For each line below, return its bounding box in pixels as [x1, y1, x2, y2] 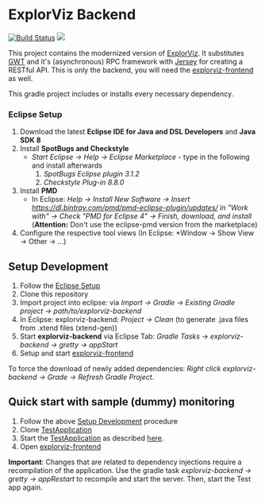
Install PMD [19, 186, 58, 196]
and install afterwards [31, 161, 103, 170]
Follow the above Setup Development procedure [19, 416, 179, 426]
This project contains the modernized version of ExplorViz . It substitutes [8, 48, 244, 57]
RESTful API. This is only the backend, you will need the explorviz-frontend [8, 65, 254, 75]
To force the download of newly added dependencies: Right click [8, 364, 221, 374]
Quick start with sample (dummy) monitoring [8, 395, 236, 409]
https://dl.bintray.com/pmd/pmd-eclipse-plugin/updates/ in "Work [31, 203, 248, 212]
